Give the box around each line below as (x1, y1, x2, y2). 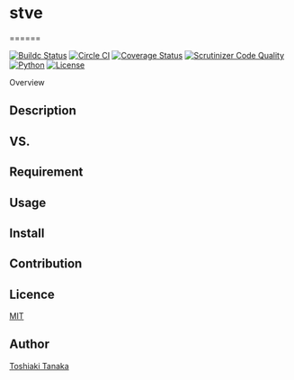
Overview (9, 77, 45, 87)
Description (9, 103, 76, 119)
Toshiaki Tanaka (9, 360, 69, 371)
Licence (9, 286, 56, 302)
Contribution (9, 256, 83, 272)
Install (9, 225, 45, 240)
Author (9, 337, 49, 352)
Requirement (9, 165, 84, 180)
